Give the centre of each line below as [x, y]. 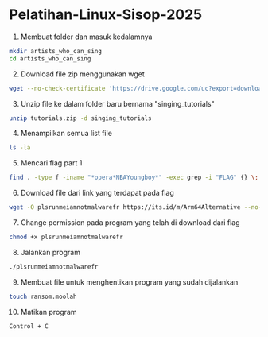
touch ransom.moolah [43, 296]
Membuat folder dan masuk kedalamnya [86, 37]
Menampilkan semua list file [66, 134]
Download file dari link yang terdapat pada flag [97, 193]
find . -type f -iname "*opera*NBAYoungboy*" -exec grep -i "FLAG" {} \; [134, 178]
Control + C [29, 326]
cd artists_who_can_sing [50, 58]
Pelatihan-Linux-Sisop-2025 [105, 15]
